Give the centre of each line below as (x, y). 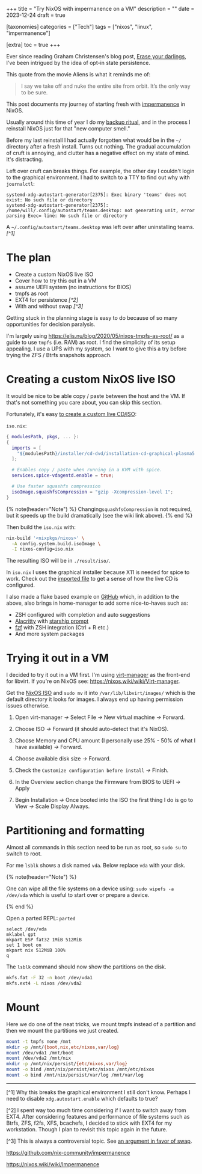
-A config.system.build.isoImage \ (56, 543)
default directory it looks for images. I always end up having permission (95, 699)
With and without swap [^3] (49, 306)
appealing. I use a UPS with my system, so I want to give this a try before (96, 349)
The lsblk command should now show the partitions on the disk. (86, 967)
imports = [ (27, 448)
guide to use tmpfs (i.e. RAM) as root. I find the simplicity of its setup (91, 342)
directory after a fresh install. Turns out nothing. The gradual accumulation (98, 146)
